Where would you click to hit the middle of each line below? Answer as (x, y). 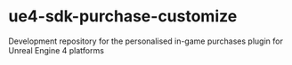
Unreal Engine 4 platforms (56, 50)
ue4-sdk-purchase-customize (123, 16)
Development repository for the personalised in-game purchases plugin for (146, 41)
